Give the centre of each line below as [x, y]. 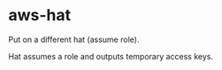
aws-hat [40, 15]
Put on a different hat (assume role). [74, 39]
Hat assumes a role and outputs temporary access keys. [111, 56]
